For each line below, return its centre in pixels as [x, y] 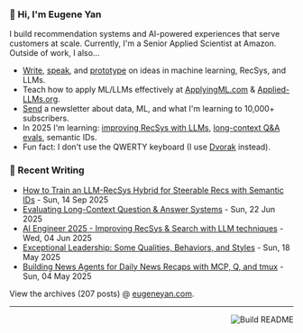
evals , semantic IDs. [60, 138]
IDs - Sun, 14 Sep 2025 [65, 199]
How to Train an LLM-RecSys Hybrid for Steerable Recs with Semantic [153, 190]
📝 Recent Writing [47, 170]
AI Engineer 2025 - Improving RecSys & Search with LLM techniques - [153, 228]
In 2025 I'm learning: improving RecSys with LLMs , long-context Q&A [151, 128]
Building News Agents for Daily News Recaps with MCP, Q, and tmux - [153, 266]
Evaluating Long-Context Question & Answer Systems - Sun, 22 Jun [149, 209]
